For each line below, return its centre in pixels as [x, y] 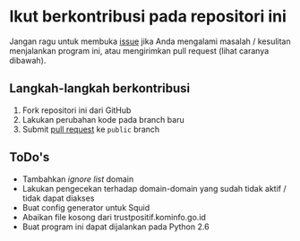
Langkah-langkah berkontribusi [100, 88]
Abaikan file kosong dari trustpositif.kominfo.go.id [114, 217]
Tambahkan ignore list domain [78, 179]
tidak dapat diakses [58, 198]
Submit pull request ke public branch [91, 129]
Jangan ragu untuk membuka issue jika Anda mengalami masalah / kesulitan [150, 41]
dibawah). [28, 60]
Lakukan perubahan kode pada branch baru [103, 119]
